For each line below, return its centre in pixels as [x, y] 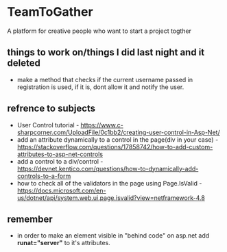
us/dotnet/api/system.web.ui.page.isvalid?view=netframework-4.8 [111, 198]
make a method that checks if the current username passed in [105, 79]
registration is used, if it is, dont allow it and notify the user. [100, 87]
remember [30, 219]
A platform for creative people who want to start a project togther [99, 31]
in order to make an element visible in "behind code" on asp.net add [113, 236]
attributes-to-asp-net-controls [60, 154]
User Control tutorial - [48, 125]
